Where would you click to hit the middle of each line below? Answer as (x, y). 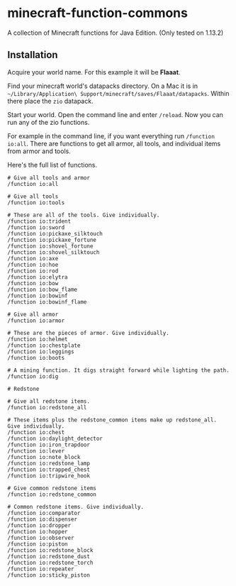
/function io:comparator (44, 513)
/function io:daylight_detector (55, 438)
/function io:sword (36, 227)
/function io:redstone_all (47, 407)
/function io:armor (36, 321)
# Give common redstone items (52, 488)
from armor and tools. (39, 151)
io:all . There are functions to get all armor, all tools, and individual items (114, 143)
